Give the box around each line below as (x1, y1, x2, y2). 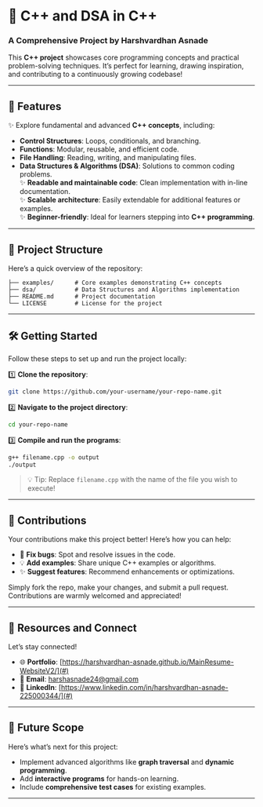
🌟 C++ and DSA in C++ (8, 7, 158, 25)
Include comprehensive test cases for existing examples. (19, 782, 207, 791)
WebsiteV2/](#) (19, 666, 69, 676)
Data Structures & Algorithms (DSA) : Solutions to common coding (19, 161, 235, 171)
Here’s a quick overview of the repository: (8, 264, 143, 273)
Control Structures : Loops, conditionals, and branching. (19, 137, 201, 146)
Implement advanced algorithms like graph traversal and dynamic (19, 757, 235, 766)
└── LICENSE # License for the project (8, 300, 163, 308)
